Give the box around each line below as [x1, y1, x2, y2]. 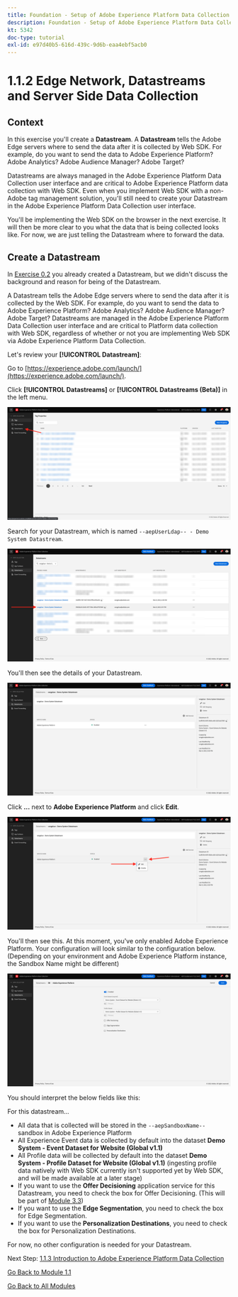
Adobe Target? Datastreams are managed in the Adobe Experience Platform [7, 313, 229, 322]
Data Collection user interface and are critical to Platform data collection [7, 321, 218, 330]
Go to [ [7, 364, 28, 372]
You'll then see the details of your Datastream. [7, 668, 143, 677]
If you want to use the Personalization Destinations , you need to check [17, 1219, 228, 1227]
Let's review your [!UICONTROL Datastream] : [7, 350, 142, 359]
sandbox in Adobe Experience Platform [17, 1128, 132, 1136]
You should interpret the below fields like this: [7, 1093, 140, 1102]
